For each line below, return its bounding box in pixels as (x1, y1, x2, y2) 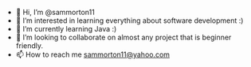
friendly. (15, 41, 44, 50)
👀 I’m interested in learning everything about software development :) (15, 16, 244, 25)
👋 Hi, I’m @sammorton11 (15, 8, 96, 17)
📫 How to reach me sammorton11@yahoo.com (15, 50, 170, 59)
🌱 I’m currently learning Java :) (15, 24, 117, 33)
